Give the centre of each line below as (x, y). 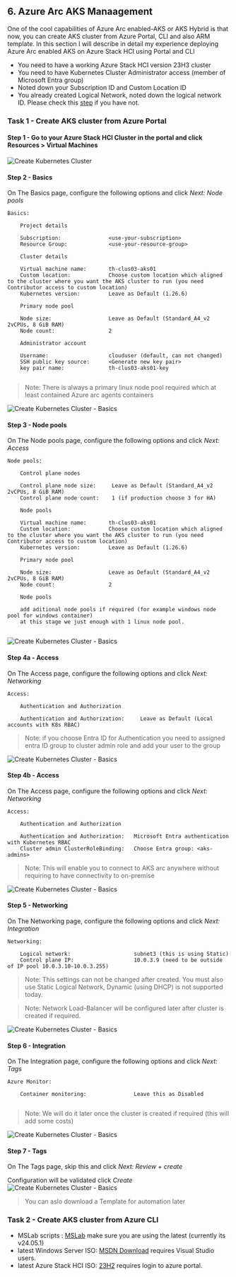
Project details (44, 226)
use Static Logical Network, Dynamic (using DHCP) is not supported (124, 987)
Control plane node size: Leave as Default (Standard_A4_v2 (117, 486)
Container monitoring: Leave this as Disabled (112, 1094)
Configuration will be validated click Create (70, 1180)
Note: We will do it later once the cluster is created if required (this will (127, 1114)
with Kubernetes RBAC (39, 842)
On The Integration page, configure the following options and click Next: (112, 1061)
